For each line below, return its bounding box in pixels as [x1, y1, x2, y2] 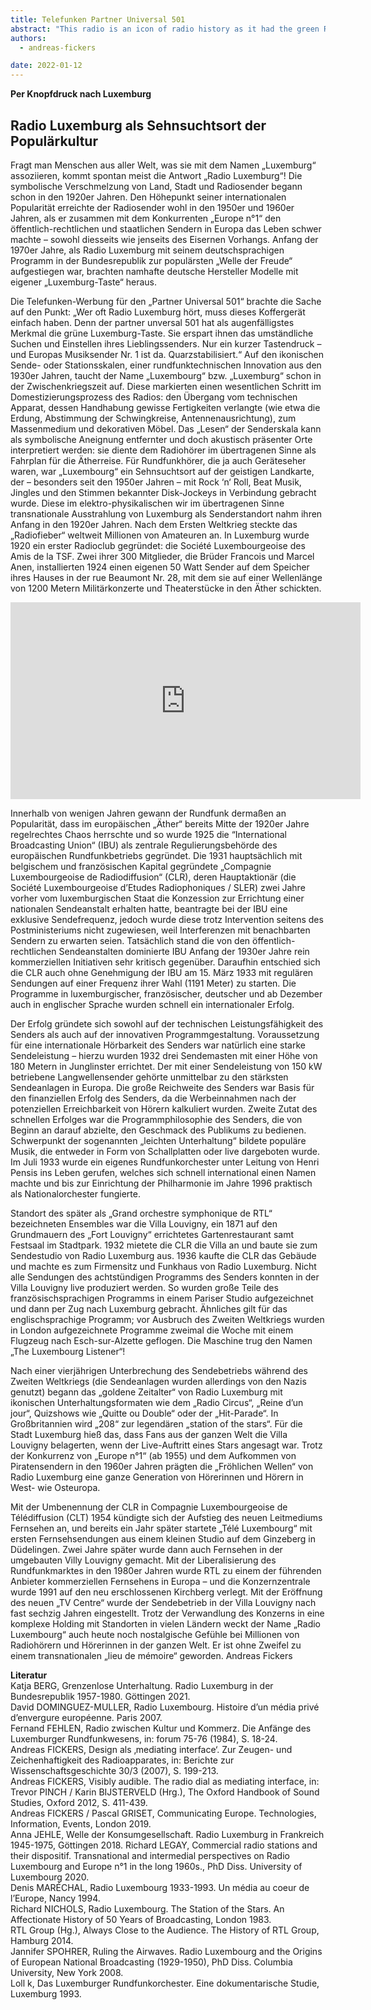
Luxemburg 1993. [10, 1987, 82, 2000]
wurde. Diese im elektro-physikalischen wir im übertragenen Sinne [10, 497, 285, 509]
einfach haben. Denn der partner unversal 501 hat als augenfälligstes [10, 316, 295, 328]
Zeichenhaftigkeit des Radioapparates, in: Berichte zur [10, 1754, 235, 1766]
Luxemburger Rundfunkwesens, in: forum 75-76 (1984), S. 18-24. [10, 1732, 278, 1745]
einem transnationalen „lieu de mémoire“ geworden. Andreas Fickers [10, 1649, 293, 1661]
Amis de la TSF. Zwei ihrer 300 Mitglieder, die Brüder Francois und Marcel [10, 550, 315, 562]
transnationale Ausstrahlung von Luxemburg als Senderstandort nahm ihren [10, 507, 323, 520]
